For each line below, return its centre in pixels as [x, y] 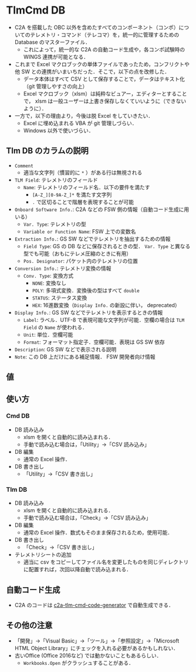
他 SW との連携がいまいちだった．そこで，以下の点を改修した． [92, 71]
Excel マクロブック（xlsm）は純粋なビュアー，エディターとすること [105, 93]
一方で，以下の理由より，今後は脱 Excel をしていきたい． [84, 116]
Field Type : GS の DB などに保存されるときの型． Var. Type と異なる [107, 246]
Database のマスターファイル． [53, 42]
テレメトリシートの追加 [43, 555]
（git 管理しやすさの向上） [55, 86]
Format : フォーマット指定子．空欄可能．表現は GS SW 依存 [94, 342]
